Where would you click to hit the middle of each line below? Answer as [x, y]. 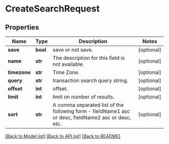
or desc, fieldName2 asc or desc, [92, 117]
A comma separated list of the [88, 105]
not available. [68, 64]
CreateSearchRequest [52, 9]
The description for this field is [89, 58]
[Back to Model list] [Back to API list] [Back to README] [63, 136]
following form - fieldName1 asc [91, 111]
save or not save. [73, 50]
